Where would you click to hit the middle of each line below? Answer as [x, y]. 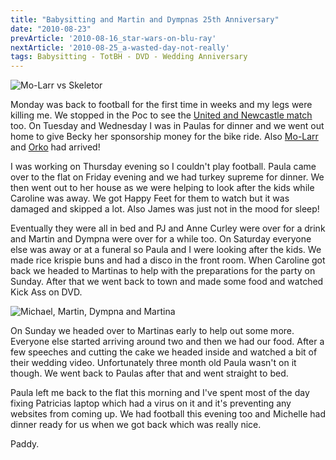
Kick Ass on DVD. [46, 292]
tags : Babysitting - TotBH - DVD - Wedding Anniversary [129, 57]
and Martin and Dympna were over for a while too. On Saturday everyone [161, 239]
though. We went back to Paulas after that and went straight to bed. [149, 373]
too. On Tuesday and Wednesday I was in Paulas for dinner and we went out [167, 126]
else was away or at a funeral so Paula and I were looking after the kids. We [166, 250]
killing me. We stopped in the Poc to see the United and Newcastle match [161, 115]
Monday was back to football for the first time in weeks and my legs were [161, 105]
